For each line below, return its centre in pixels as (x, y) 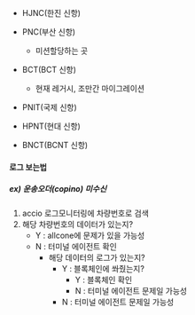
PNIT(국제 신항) (49, 107)
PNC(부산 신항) (49, 32)
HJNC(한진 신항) (51, 13)
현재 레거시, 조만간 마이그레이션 (90, 88)
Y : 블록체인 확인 (104, 280)
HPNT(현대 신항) (51, 126)
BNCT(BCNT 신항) (55, 145)
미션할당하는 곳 (62, 51)
